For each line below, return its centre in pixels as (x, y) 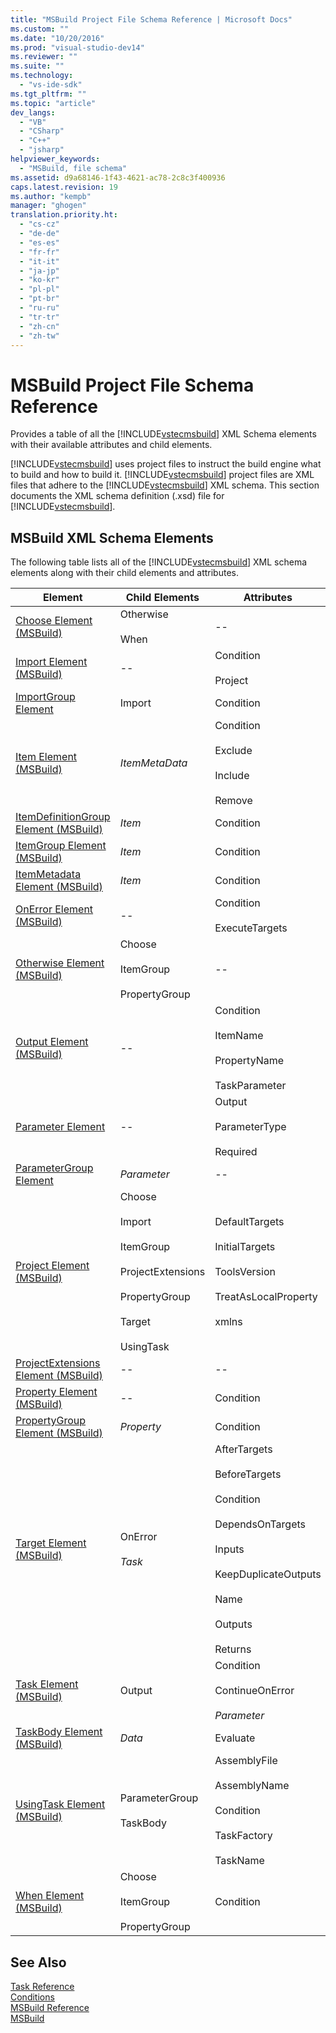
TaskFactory (243, 1836)
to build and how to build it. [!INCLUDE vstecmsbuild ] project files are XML (162, 475)
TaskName (239, 1861)
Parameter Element (60, 1127)
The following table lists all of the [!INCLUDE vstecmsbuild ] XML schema (158, 562)
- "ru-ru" (39, 308)
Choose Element (54, 621)
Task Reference (42, 1986)
